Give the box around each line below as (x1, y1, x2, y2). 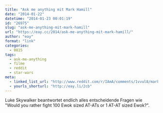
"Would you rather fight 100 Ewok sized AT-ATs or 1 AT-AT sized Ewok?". (5, 102, 150, 108)
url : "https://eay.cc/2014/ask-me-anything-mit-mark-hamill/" (5, 30, 133, 34)
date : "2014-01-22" (5, 12, 45, 16)
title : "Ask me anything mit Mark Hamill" (5, 7, 92, 12)
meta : (5, 75, 16, 80)
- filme (9, 61, 25, 66)
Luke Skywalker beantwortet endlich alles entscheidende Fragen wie (5, 97, 143, 103)
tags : (5, 52, 16, 57)
